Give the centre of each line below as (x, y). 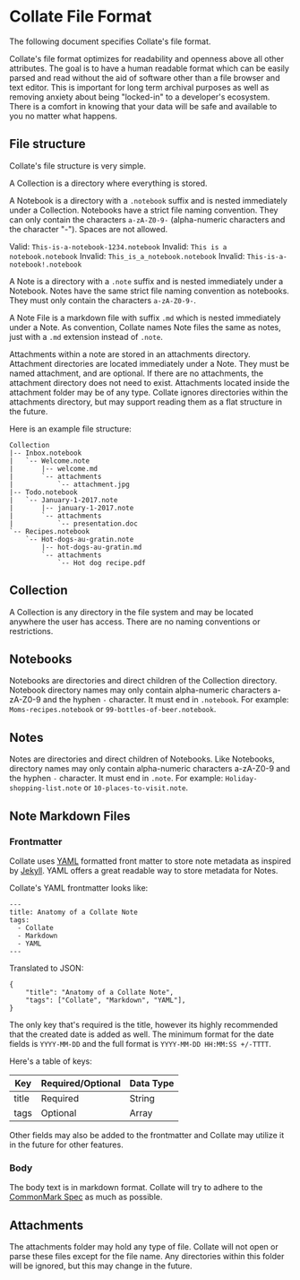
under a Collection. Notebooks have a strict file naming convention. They (144, 210)
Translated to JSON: (47, 968)
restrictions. (31, 631)
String (142, 1098)
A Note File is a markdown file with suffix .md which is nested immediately (145, 318)
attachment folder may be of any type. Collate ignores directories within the (149, 392)
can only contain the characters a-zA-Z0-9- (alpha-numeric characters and (147, 219)
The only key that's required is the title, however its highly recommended (144, 1024)
